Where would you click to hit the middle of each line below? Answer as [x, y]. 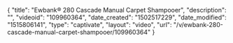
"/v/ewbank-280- [198, 25]
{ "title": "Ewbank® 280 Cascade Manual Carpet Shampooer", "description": [117, 10]
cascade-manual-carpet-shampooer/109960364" [79, 32]
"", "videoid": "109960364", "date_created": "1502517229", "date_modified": [117, 17]
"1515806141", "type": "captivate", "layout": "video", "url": [90, 25]
